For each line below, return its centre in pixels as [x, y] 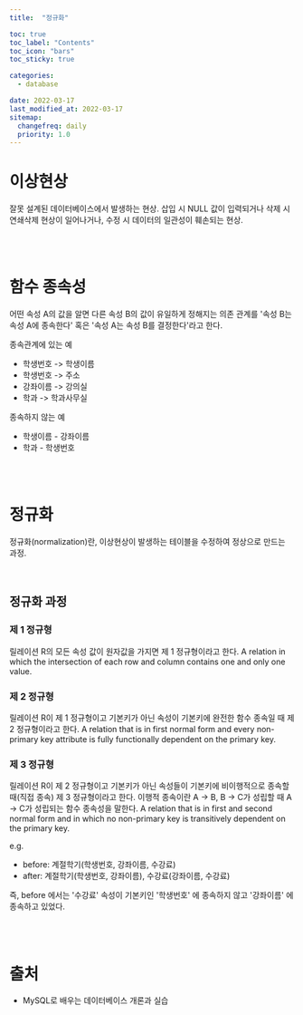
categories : [32, 76]
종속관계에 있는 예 [41, 344]
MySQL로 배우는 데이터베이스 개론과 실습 [95, 1000]
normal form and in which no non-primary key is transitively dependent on [148, 819]
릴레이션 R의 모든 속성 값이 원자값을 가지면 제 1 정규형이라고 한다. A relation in [148, 651]
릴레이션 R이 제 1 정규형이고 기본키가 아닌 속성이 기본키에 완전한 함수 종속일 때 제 [152, 718]
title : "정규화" [39, 18]
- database [38, 84]
